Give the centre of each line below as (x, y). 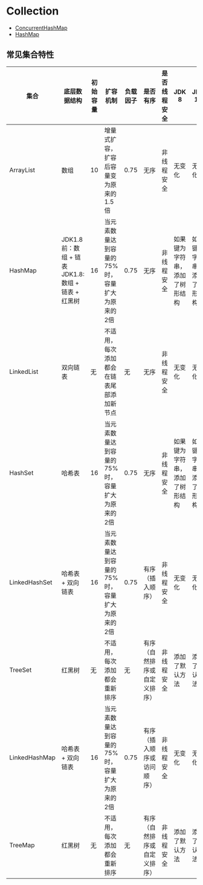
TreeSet (21, 670)
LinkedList (24, 372)
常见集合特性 (30, 55)
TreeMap (22, 845)
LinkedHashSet (31, 582)
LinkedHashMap (32, 758)
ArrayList (22, 170)
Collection (33, 11)
